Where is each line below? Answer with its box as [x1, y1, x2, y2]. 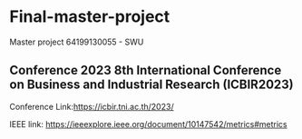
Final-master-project [9, 6, 170, 27]
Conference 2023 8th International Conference [9, 63, 282, 78]
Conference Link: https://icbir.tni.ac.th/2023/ [9, 101, 174, 112]
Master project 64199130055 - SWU [9, 36, 144, 47]
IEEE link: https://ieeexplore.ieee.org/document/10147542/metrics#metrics [9, 118, 287, 129]
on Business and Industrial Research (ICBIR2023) [9, 77, 294, 93]
